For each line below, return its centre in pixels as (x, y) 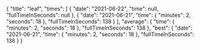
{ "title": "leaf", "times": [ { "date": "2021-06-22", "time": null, (82, 9)
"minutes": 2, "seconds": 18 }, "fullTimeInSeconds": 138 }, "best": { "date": (99, 28)
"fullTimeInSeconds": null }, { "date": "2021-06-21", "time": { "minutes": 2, (99, 15)
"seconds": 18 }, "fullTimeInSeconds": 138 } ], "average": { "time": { (91, 21)
